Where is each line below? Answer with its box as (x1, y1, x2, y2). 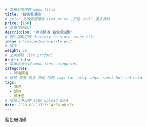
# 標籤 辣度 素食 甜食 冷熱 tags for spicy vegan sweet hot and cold (5, 75, 143, 80)
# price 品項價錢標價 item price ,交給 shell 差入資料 (5, 16, 110, 21)
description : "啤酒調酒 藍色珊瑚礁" (5, 30, 73, 35)
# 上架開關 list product (5, 52, 53, 58)
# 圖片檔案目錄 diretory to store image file (5, 35, 95, 40)
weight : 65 (5, 48, 27, 53)
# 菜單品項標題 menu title (5, 7, 56, 12)
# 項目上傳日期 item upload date (5, 98, 69, 103)
